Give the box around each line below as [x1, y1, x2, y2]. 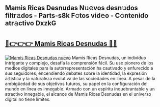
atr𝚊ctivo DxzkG [5, 19, 56, 27]
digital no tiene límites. [5, 96, 51, 102]
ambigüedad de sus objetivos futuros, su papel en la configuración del [5, 81, 148, 86]
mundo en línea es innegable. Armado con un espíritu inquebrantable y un [5, 86, 155, 92]
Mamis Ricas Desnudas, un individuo [72, 55, 146, 61]
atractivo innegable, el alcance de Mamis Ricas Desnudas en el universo [5, 91, 151, 97]
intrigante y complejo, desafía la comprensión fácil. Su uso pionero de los [5, 60, 154, 65]
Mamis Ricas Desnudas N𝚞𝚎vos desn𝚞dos [5, 4, 138, 12]
